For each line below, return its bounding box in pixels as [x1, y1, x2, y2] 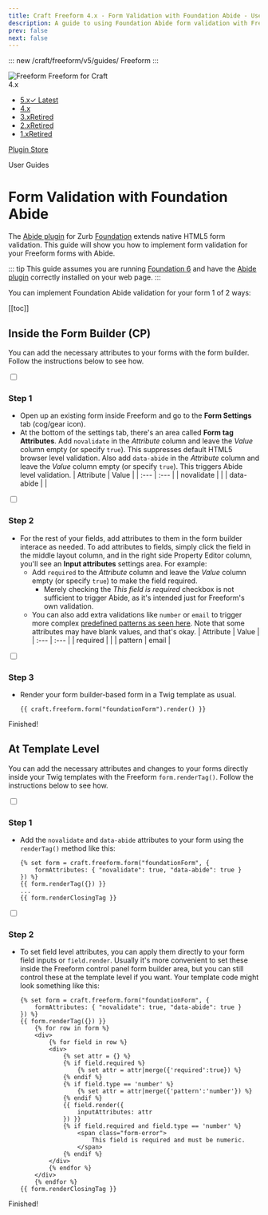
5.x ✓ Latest [19, 95, 59, 105]
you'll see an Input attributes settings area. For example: [19, 558, 207, 568]
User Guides [8, 161, 49, 170]
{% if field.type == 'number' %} [62, 1080, 174, 1089]
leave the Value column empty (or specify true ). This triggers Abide [19, 462, 243, 471]
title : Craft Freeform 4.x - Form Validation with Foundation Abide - [8, 11, 248, 20]
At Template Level [8, 742, 100, 756]
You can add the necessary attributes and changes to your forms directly [8, 764, 249, 773]
